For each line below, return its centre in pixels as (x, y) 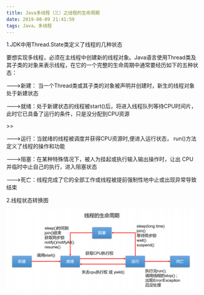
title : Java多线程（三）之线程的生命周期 (53, 13)
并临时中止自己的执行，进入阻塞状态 (52, 167)
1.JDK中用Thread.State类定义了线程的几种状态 (65, 44)
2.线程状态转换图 (27, 201)
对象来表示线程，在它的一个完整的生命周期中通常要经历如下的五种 (110, 65)
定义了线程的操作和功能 (36, 146)
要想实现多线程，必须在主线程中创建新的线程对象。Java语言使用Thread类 (99, 57)
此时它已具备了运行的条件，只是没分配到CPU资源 (68, 114)
